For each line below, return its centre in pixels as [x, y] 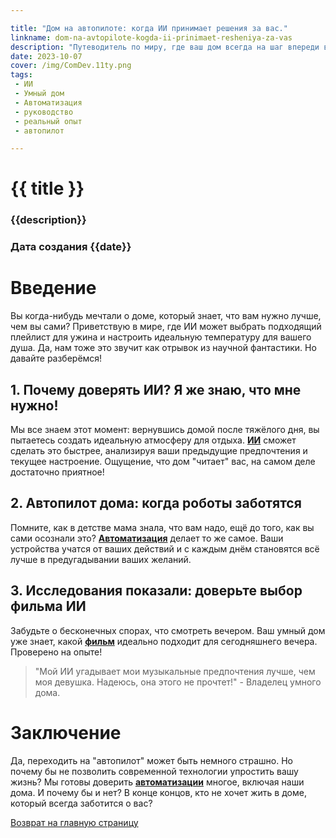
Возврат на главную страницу [74, 822]
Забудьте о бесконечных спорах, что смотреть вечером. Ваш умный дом [168, 630]
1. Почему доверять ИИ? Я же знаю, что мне [156, 389]
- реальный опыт [48, 121]
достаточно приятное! [57, 472]
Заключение [66, 732]
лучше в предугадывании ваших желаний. [101, 559]
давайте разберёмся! [56, 358]
